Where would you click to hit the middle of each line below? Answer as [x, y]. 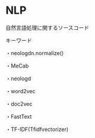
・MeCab [17, 66]
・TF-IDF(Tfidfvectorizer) [37, 129]
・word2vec [21, 91]
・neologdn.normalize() [35, 53]
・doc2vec [19, 104]
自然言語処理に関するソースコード [47, 27]
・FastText [19, 116]
